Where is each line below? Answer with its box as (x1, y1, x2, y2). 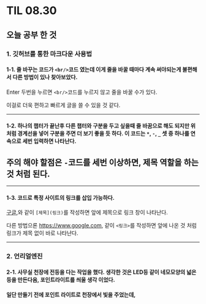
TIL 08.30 (6, 4, 57, 18)
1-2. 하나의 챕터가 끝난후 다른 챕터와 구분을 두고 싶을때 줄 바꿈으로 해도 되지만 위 (6, 122, 196, 129)
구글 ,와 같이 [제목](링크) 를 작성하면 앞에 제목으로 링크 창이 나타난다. (6, 209, 169, 216)
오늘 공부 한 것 (6, 29, 57, 40)
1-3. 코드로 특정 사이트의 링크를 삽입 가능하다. (6, 194, 115, 201)
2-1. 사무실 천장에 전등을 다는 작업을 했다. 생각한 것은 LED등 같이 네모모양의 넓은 (6, 268, 197, 276)
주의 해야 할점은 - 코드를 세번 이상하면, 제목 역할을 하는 (6, 157, 199, 167)
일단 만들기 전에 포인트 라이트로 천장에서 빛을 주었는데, (6, 291, 136, 298)
